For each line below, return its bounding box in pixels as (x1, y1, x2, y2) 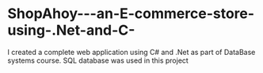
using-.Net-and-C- (7, 21, 135, 39)
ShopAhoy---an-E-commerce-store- (7, 5, 255, 23)
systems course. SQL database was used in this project (7, 56, 189, 65)
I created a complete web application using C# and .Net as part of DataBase (7, 47, 256, 57)
